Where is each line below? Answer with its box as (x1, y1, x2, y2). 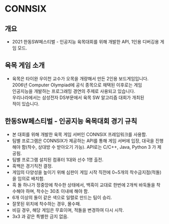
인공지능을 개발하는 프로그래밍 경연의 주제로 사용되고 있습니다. (12, 88, 136, 94)
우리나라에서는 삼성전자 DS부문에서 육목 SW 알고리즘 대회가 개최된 (12, 94, 145, 100)
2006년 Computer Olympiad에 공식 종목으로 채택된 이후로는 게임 (12, 82, 142, 88)
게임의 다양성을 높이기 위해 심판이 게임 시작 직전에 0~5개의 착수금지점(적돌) (12, 169, 162, 175)
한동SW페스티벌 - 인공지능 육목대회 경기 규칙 (5, 117, 137, 126)
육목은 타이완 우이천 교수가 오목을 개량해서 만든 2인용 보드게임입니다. (12, 75, 149, 81)
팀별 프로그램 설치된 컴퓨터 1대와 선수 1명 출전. (12, 156, 104, 162)
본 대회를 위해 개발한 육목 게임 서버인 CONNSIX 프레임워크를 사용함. (12, 131, 147, 137)
